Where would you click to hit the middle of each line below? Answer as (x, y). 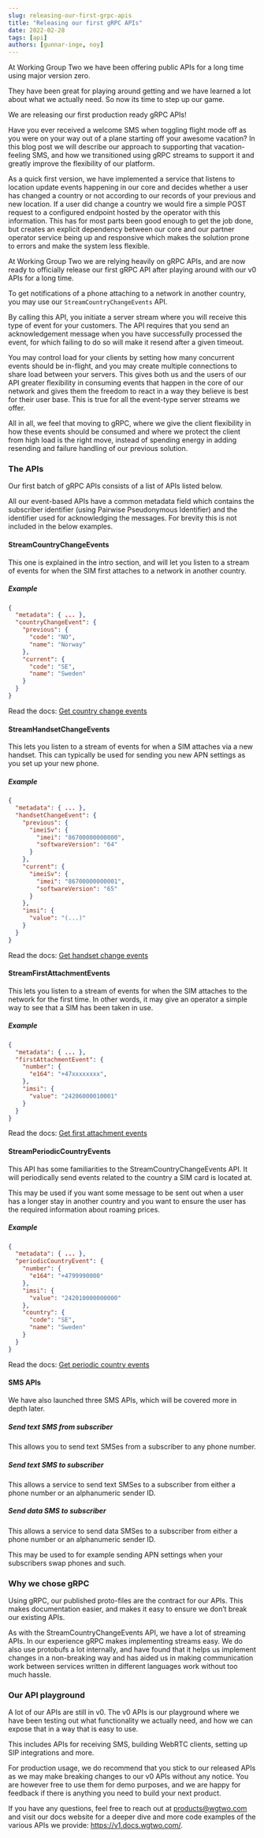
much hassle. (30, 1674)
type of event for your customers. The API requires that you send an (119, 325)
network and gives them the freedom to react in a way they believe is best (128, 391)
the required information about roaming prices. (84, 1209)
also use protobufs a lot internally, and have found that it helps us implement (132, 1650)
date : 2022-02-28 (37, 30)
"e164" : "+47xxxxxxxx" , (68, 1074)
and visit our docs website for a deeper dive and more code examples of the (132, 1817)
